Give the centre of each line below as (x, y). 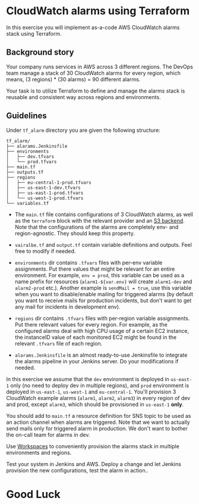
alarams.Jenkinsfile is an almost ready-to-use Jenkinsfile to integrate (101, 355)
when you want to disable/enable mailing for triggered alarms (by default (104, 294)
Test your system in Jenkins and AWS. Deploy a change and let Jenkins (94, 464)
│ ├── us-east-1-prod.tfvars (45, 193)
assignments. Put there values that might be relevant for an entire (95, 269)
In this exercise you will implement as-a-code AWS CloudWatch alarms (93, 27)
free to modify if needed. (45, 251)
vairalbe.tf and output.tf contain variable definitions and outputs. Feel (103, 245)
